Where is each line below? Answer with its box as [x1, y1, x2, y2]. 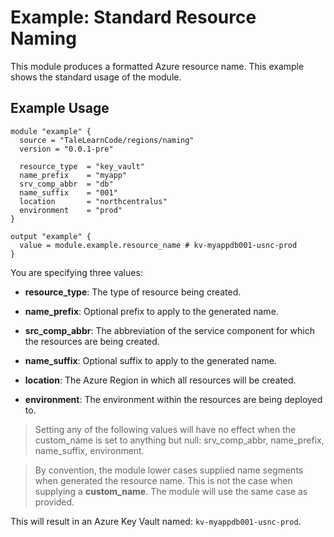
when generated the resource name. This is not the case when [34, 474, 293, 486]
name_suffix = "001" [19, 187, 118, 198]
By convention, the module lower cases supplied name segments [34, 464, 304, 476]
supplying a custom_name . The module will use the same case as [34, 485, 308, 497]
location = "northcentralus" [19, 196, 168, 206]
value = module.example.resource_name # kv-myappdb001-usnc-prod [19, 240, 298, 250]
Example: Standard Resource [10, 6, 257, 29]
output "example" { [10, 231, 92, 241]
